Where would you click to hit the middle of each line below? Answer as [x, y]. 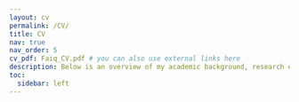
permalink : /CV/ [39, 26]
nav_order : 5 [33, 51]
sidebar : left [43, 83]
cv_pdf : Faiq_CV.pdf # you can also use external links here [125, 59]
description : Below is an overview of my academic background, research [147, 67]
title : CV [28, 34]
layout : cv [29, 17]
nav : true [28, 42]
